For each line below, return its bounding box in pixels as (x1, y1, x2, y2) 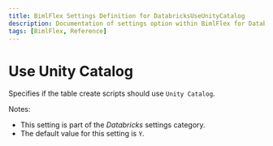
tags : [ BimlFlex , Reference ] (8, 27, 107, 35)
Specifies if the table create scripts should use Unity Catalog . (8, 88, 215, 98)
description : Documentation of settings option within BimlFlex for (8, 19, 245, 28)
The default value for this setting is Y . (19, 129, 145, 139)
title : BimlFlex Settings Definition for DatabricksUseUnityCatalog (8, 11, 245, 20)
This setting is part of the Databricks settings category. (19, 120, 206, 130)
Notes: (8, 105, 31, 114)
